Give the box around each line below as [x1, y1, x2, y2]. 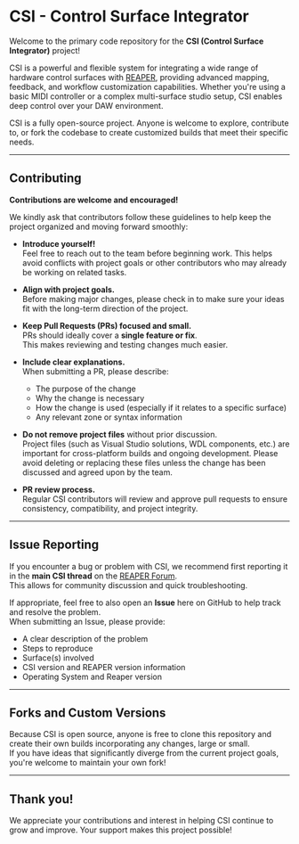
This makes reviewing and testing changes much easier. [21, 339, 229, 349]
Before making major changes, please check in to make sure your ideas [21, 293, 285, 304]
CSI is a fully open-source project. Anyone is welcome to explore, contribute [9, 118, 289, 128]
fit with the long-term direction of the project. [21, 303, 189, 314]
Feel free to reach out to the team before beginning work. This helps [21, 248, 273, 258]
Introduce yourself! [21, 238, 96, 249]
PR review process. [21, 484, 96, 495]
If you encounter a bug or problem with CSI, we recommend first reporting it [9, 561, 288, 571]
